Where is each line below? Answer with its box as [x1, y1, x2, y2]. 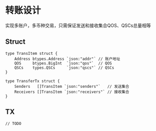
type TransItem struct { [5, 51, 58, 56]
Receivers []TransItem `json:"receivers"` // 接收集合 [14, 89, 130, 94]
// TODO [5, 121, 22, 126]
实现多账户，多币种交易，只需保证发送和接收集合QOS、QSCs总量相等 [5, 22, 151, 28]
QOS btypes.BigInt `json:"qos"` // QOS [14, 60, 112, 66]
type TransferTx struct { [5, 78, 60, 84]
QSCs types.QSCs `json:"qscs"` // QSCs [14, 65, 114, 70]
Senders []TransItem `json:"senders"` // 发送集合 [14, 84, 130, 89]
